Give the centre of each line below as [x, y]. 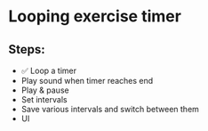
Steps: [27, 49]
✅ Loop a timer [49, 70]
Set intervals [44, 99]
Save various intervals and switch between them [110, 109]
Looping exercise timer [95, 16]
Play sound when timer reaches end [87, 81]
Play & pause [45, 90]
